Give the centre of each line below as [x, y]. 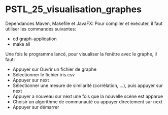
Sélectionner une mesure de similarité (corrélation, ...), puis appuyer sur [88, 85]
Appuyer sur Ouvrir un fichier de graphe [55, 69]
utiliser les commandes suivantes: [41, 28]
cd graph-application [35, 39]
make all [21, 44]
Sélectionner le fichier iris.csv [44, 74]
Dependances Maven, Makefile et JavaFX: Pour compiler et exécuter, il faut [84, 23]
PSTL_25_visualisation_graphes [74, 9]
